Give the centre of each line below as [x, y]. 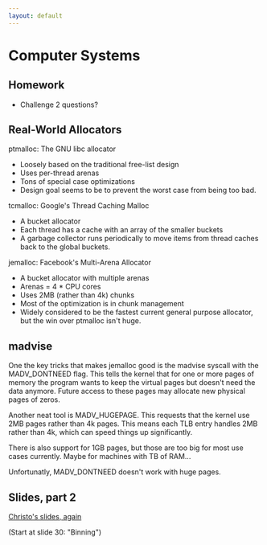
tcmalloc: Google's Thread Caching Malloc [79, 206]
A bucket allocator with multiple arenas [84, 278]
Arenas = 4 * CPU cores [60, 287]
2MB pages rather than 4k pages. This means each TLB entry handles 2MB [133, 424]
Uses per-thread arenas [60, 173]
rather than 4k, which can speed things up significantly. [101, 432]
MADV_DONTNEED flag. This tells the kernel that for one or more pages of [131, 374]
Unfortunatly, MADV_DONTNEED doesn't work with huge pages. [115, 472]
